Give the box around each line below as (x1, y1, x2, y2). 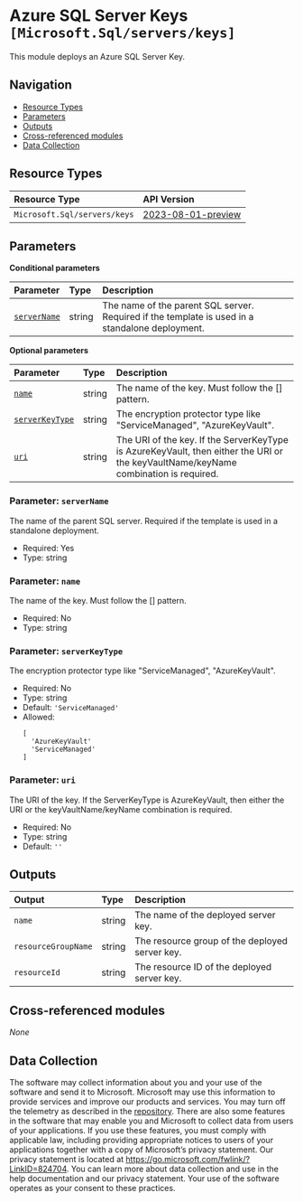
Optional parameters (9, 345, 88, 356)
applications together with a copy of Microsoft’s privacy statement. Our (9, 1144, 274, 1155)
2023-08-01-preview (142, 208, 242, 221)
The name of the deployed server (134, 909, 277, 922)
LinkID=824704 (9, 1163, 68, 1174)
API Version (142, 193, 195, 205)
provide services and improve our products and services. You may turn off (9, 1096, 286, 1107)
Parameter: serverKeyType (9, 644, 124, 657)
